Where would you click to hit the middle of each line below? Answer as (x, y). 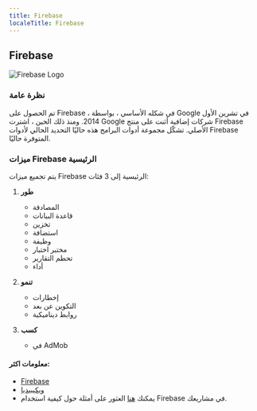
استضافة (45, 232)
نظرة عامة (27, 95)
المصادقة (46, 207)
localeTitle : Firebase (47, 23)
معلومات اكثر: (29, 363)
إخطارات (45, 297)
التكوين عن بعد (54, 306)
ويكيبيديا (32, 390)
